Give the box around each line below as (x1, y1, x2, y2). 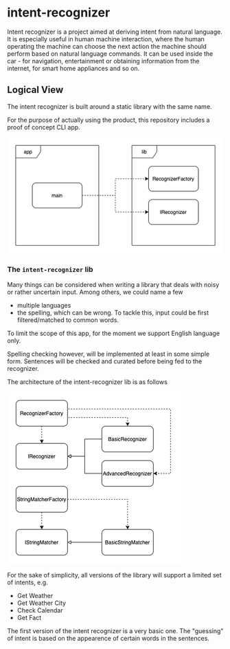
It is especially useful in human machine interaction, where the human (7, 34, 205, 43)
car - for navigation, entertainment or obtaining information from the (7, 56, 200, 65)
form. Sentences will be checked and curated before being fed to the (7, 357, 203, 365)
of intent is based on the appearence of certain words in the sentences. (7, 634, 209, 642)
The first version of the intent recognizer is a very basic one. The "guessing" (7, 626, 224, 635)
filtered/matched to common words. (16, 315, 119, 324)
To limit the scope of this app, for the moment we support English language (7, 329, 220, 337)
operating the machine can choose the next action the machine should (7, 42, 207, 50)
